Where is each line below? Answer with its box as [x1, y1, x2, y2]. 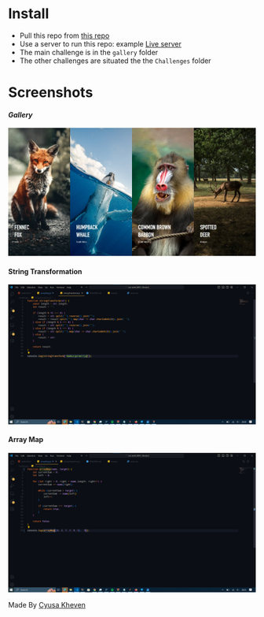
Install [8, 5, 49, 23]
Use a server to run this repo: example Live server [19, 39, 182, 48]
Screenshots [8, 84, 93, 102]
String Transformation [8, 266, 82, 276]
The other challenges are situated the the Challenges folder [19, 56, 211, 65]
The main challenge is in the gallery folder [19, 47, 159, 57]
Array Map [8, 435, 44, 444]
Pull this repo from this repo [19, 31, 110, 40]
